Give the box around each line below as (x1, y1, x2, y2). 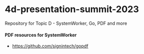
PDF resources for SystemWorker (5, 32, 77, 38)
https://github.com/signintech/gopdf (12, 43, 89, 49)
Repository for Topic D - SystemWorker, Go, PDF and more (5, 20, 127, 26)
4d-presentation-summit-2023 (5, 4, 139, 15)
